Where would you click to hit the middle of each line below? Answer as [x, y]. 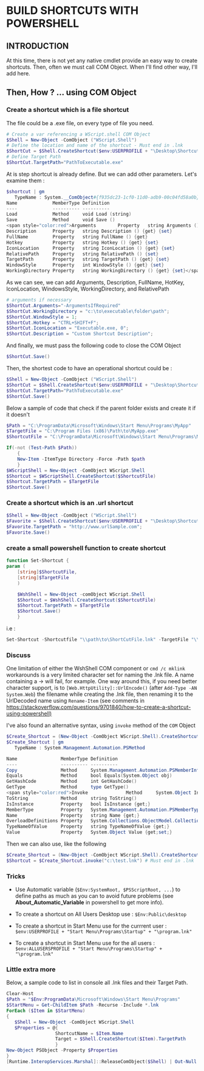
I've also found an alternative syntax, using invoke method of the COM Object [101, 725]
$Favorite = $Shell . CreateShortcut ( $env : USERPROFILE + [77, 521]
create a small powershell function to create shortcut [86, 548]
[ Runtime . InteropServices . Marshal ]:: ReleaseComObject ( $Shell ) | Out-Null [102, 1061]
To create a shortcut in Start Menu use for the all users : [85, 943]
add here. [18, 73]
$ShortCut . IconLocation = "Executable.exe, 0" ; [68, 328]
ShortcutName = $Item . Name [89, 1033]
